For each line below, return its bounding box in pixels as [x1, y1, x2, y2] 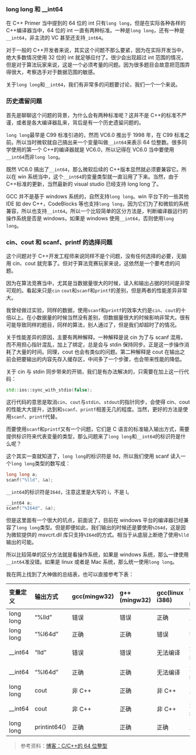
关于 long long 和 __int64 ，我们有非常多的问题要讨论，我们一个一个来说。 [6, 81, 181, 88]
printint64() [34, 723, 66, 731]
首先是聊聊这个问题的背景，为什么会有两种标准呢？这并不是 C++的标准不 [6, 111, 182, 118]
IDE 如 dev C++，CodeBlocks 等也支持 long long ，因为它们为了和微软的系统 [6, 200, 189, 207]
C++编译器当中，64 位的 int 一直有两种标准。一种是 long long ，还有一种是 [6, 27, 185, 34]
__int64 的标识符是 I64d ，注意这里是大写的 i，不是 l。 [6, 488, 132, 495]
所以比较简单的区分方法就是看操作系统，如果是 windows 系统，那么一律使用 [6, 551, 189, 558]
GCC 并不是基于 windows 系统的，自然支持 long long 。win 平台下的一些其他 [6, 193, 189, 200]
